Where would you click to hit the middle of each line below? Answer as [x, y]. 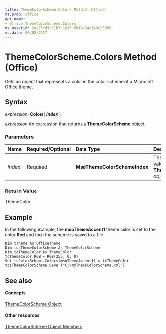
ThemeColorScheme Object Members [44, 326]
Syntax [16, 102]
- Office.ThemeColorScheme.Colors [41, 24]
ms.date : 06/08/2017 [26, 33]
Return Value [21, 191]
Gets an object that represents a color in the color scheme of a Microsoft [79, 81]
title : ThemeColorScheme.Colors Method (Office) [56, 10]
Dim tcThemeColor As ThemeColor [38, 252]
